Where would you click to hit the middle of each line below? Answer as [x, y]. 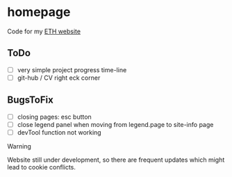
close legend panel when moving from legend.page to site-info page [115, 124]
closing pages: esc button [54, 117]
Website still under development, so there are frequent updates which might [116, 160]
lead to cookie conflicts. [42, 167]
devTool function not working [59, 132]
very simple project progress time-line [72, 69]
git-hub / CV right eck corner [59, 78]
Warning [19, 146]
